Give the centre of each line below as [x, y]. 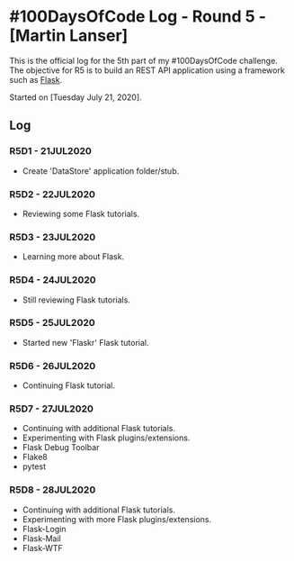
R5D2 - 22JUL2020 [53, 194]
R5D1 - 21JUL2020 [51, 151]
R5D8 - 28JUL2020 [53, 490]
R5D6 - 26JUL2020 [53, 366]
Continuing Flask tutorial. [68, 385]
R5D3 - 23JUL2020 [53, 237]
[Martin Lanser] [69, 36]
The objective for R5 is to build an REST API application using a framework [147, 70]
